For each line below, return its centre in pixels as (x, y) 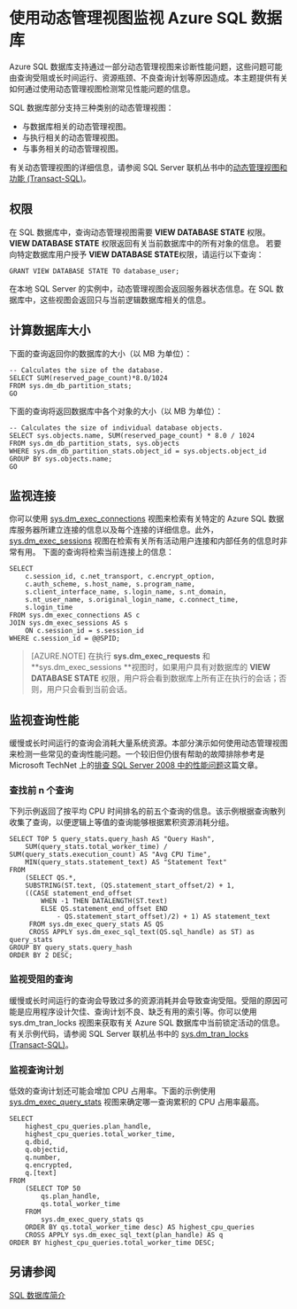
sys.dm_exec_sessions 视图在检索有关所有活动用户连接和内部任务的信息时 (145, 541)
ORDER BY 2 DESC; (41, 955)
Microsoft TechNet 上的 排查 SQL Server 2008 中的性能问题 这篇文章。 (136, 765)
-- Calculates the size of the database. (87, 370)
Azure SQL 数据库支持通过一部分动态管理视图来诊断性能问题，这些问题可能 (146, 66)
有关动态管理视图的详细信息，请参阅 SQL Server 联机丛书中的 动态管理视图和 (148, 167)
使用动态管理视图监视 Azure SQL (128, 18)
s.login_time (49, 608)
